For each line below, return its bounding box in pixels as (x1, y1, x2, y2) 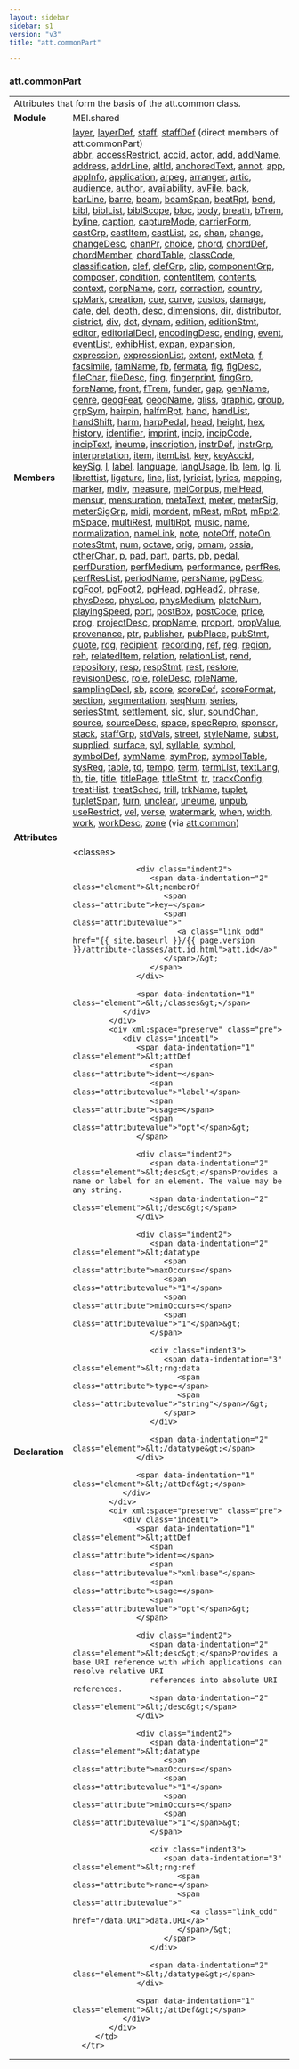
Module (13, 111, 47, 124)
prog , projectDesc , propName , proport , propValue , (72, 616, 282, 628)
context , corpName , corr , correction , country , (72, 282, 263, 294)
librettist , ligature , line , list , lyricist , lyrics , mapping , (72, 471, 283, 484)
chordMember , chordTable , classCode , (72, 249, 236, 261)
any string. (72, 1184, 123, 1195)
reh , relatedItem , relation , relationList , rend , (72, 650, 252, 662)
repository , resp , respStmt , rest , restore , (72, 660, 239, 673)
